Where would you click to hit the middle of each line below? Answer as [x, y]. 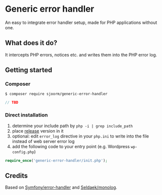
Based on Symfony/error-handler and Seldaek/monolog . [61, 187]
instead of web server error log [43, 141]
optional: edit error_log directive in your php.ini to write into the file [81, 136]
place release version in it [38, 131]
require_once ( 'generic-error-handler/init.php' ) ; [56, 160]
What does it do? [31, 43]
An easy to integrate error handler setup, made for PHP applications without [81, 22]
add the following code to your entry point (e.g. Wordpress [71, 146]
